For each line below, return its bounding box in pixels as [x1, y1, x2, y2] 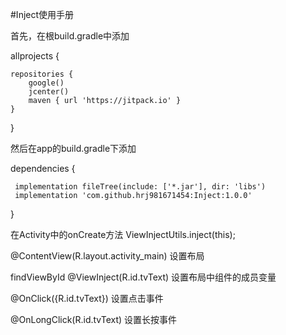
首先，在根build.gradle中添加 [10, 30, 130, 42]
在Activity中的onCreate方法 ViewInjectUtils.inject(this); [10, 229, 236, 240]
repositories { [10, 69, 74, 79]
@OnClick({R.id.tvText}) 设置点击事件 [10, 293, 164, 304]
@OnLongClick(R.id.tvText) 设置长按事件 [10, 314, 178, 325]
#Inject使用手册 [10, 9, 75, 20]
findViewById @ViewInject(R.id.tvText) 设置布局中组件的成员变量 [10, 271, 277, 283]
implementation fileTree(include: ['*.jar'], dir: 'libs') [14, 182, 267, 192]
